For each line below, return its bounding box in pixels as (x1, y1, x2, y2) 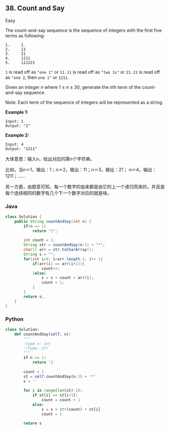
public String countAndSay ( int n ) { (14, 219, 92, 224)
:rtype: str (23, 346, 49, 351)
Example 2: (5, 132, 29, 138)
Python (5, 315, 24, 322)
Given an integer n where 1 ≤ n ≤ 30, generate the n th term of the (5, 84, 141, 90)
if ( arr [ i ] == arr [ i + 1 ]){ (32, 261, 85, 266)
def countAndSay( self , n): (14, 331, 71, 337)
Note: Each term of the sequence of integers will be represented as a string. (5, 99, 163, 105)
